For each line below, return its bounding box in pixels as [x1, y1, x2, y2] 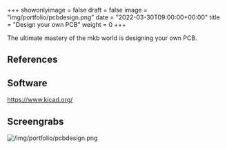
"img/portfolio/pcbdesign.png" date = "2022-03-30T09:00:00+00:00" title [7, 13, 220, 21]
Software [7, 77, 48, 89]
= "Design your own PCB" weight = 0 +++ [7, 21, 126, 28]
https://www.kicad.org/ [7, 96, 73, 104]
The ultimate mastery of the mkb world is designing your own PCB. [7, 34, 198, 42]
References [7, 54, 58, 66]
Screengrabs [7, 115, 64, 127]
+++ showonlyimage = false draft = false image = [7, 6, 148, 14]
